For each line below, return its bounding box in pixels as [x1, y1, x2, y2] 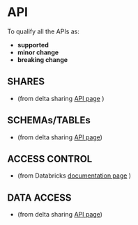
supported [17, 40, 49, 49]
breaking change [17, 55, 68, 63]
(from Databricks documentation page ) [17, 171, 131, 180]
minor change [17, 48, 59, 56]
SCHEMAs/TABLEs [7, 114, 91, 126]
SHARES [7, 76, 45, 88]
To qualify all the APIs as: [7, 27, 80, 36]
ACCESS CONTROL [7, 153, 93, 164]
